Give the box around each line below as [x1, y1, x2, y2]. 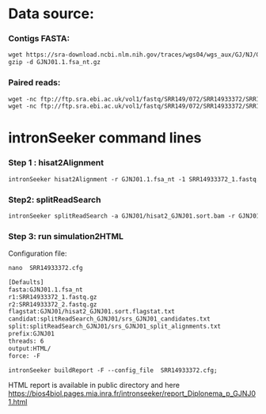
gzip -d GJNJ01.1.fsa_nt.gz [8, 59, 101, 66]
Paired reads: [8, 77, 61, 88]
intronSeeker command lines [8, 129, 202, 147]
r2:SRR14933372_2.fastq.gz [8, 300, 97, 309]
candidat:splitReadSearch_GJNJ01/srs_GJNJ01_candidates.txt [8, 315, 211, 323]
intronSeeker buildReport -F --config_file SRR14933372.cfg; [8, 366, 218, 374]
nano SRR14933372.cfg [8, 264, 83, 272]
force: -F [8, 351, 41, 360]
